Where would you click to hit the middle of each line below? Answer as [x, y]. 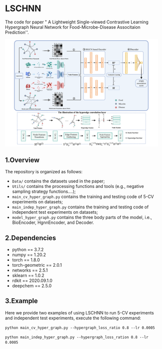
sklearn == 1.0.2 [28, 275]
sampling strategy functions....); [44, 192]
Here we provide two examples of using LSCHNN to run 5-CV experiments [80, 312]
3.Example [21, 301]
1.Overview [22, 160]
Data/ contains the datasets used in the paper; [58, 181]
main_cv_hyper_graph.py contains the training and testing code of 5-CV [83, 197]
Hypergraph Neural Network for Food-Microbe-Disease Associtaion [73, 27]
